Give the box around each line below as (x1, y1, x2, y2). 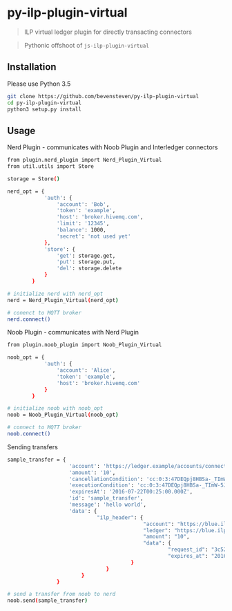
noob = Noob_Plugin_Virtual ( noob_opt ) (7, 411, 119, 419)
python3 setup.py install (7, 106, 81, 113)
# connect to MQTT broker (7, 424, 81, 431)
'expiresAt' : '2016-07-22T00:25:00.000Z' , (68, 489, 193, 496)
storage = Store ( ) (7, 175, 60, 182)
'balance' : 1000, (56, 227, 107, 234)
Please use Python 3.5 (7, 79, 71, 88)
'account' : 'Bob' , (56, 200, 110, 208)
